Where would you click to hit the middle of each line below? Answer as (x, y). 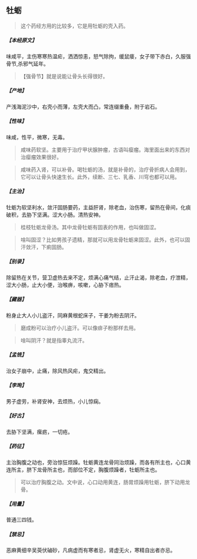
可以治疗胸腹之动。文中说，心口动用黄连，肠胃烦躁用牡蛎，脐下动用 (103, 482)
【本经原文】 (21, 41)
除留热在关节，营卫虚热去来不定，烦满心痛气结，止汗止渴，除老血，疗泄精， (98, 277)
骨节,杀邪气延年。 (28, 63)
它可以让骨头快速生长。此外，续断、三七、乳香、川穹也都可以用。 (100, 177)
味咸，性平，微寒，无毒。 (37, 137)
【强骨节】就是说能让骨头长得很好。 (64, 76)
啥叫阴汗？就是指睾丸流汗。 (54, 340)
